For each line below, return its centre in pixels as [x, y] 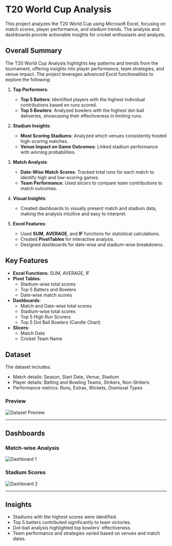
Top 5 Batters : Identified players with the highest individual [82, 99]
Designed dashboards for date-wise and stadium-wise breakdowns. [92, 244]
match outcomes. [39, 188]
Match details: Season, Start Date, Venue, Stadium [66, 377]
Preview [16, 401]
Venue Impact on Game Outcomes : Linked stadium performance [89, 146]
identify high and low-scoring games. [60, 177]
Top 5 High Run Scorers [46, 316]
